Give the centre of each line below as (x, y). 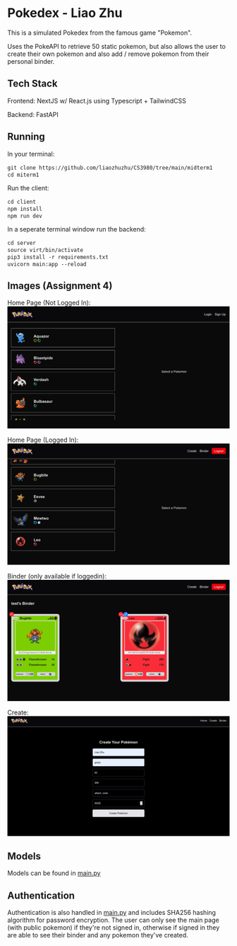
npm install (25, 209)
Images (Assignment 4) (60, 286)
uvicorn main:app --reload (47, 264)
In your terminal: (31, 154)
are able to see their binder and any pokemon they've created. (98, 935)
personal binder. (31, 61)
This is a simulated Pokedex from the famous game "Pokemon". (100, 33)
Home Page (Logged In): (43, 440)
